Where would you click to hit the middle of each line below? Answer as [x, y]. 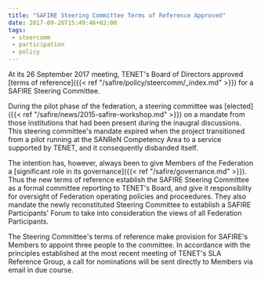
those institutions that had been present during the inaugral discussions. [125, 123]
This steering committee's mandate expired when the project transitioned [127, 131]
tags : [17, 30]
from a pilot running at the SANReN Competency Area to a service [115, 139]
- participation [38, 45]
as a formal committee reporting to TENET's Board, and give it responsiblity [130, 188]
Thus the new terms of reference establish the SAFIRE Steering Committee [129, 180]
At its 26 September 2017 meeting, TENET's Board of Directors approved [126, 74]
